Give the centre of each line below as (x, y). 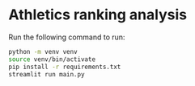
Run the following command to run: (67, 37)
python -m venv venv (43, 51)
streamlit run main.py (47, 74)
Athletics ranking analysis (98, 15)
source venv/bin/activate (52, 59)
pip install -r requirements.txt (65, 67)
